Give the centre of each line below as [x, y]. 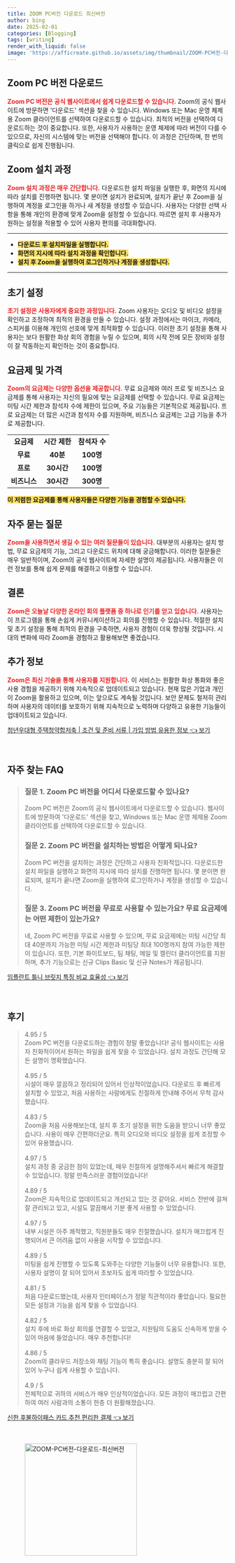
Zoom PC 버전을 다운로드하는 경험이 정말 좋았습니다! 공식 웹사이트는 [118, 1042]
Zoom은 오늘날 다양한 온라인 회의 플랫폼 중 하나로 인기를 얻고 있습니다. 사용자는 [115, 611]
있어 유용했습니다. [49, 1143]
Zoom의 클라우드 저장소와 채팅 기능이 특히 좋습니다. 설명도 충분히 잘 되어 [124, 1361]
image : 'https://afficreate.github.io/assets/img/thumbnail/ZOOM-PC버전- [115, 53]
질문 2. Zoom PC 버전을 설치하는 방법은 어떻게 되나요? [111, 846]
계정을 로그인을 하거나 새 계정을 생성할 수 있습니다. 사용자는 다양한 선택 [123, 205]
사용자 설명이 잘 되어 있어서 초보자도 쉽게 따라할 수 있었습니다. [109, 1272]
